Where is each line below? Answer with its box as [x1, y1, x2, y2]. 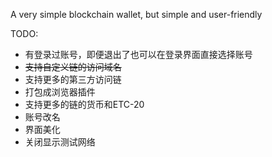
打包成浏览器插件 [24, 86, 96, 98]
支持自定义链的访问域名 [24, 61, 122, 73]
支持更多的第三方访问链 [24, 74, 122, 85]
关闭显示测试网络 [24, 136, 96, 148]
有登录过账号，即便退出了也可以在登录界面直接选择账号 [24, 49, 253, 60]
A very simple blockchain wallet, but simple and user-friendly [10, 9, 263, 20]
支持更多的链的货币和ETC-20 [24, 99, 145, 110]
